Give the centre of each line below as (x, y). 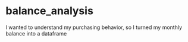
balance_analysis (49, 11)
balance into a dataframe (36, 33)
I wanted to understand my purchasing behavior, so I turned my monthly (94, 27)
